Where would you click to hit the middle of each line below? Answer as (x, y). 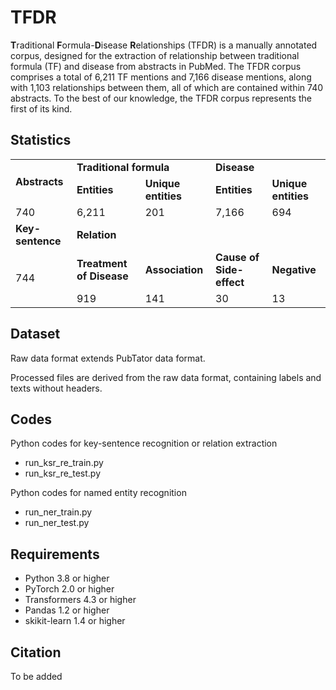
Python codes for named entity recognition (98, 493)
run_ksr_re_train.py (64, 463)
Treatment (102, 263)
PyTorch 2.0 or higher (69, 589)
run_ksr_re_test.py (63, 473)
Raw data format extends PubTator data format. (108, 358)
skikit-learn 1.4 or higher (75, 621)
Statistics (41, 140)
